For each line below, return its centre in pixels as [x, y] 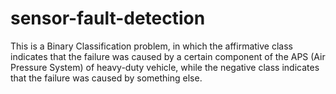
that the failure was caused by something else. [106, 78]
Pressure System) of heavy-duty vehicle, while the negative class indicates [165, 67]
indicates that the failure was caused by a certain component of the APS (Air [168, 56]
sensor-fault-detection [108, 18]
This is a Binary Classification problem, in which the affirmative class [151, 46]
